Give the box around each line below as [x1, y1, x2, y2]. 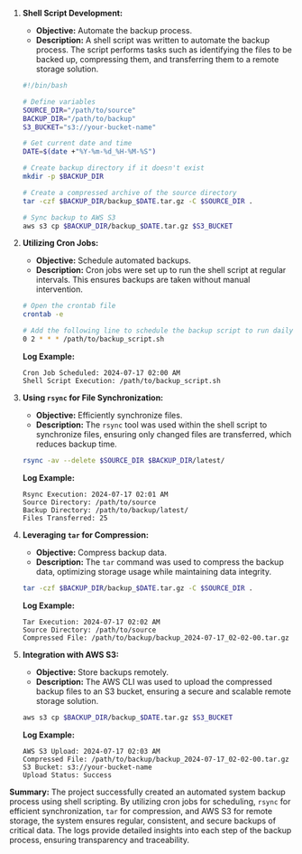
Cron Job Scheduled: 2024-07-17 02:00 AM [22, 368, 180, 378]
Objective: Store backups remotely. [35, 666, 169, 677]
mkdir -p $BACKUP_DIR [22, 172, 105, 181]
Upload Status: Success [22, 770, 113, 780]
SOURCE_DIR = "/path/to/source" [22, 106, 137, 115]
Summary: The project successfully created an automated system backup [9, 786, 286, 797]
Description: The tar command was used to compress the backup [35, 556, 284, 568]
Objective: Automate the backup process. [35, 25, 193, 35]
